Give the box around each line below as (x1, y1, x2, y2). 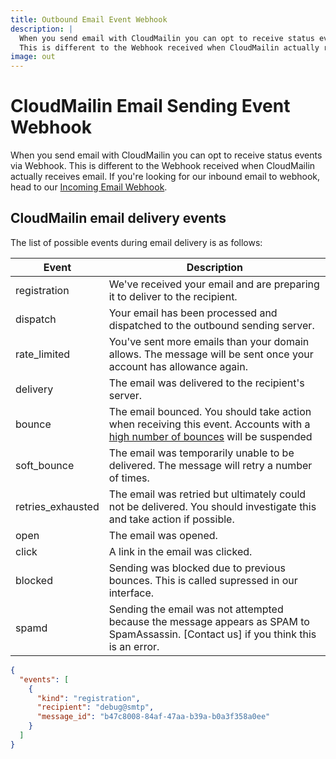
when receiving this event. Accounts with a (108, 417, 311, 431)
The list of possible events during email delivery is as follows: (10, 236, 263, 248)
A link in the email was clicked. (108, 544, 253, 558)
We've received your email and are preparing (108, 277, 320, 291)
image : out (10, 52, 56, 62)
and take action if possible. (108, 512, 235, 526)
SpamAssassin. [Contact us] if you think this (108, 627, 317, 641)
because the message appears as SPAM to (108, 614, 310, 628)
